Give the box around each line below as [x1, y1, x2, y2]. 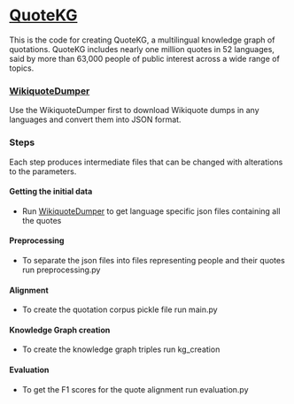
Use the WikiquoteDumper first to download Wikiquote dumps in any [9, 105, 259, 116]
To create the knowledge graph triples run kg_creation [21, 344, 220, 354]
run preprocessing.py [21, 264, 101, 275]
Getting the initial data [9, 187, 93, 197]
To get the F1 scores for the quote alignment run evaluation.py [21, 384, 250, 394]
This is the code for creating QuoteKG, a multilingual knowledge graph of [9, 34, 275, 45]
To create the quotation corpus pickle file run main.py [21, 304, 219, 315]
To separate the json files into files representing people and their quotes [21, 255, 285, 265]
